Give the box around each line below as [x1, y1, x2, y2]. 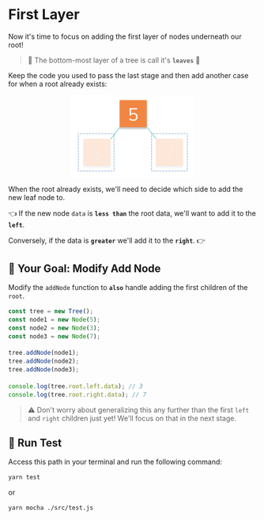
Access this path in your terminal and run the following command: [8, 457, 223, 467]
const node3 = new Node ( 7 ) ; [8, 332, 101, 341]
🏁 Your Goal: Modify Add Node [8, 262, 161, 275]
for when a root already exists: [8, 79, 107, 89]
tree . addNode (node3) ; [8, 366, 80, 374]
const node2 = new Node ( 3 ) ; [8, 324, 101, 332]
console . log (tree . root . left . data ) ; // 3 [8, 382, 144, 390]
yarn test [8, 473, 41, 481]
